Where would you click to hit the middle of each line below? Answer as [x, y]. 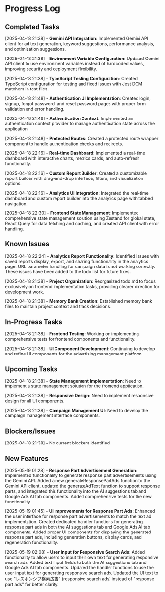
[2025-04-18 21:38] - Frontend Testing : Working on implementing [72, 334]
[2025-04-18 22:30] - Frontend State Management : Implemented [72, 213]
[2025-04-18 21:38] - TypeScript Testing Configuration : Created [71, 78]
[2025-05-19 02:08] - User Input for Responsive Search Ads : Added [75, 552]
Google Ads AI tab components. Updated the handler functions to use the [79, 568]
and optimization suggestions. [36, 49]
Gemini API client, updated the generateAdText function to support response [82, 486]
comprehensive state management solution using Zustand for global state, [80, 218]
